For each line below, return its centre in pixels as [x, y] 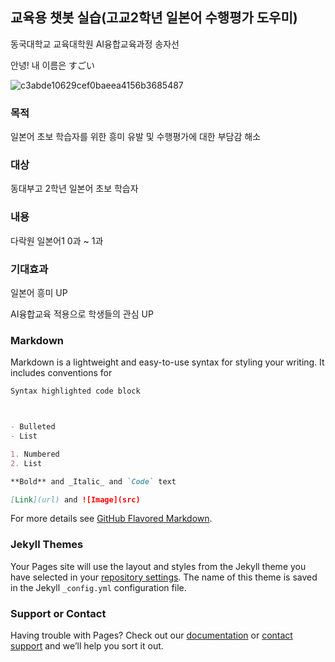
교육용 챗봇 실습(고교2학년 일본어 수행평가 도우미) [154, 18]
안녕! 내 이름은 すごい [53, 65]
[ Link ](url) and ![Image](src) [75, 499]
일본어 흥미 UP [39, 292]
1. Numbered [35, 454]
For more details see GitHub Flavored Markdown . [111, 519]
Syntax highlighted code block [75, 391]
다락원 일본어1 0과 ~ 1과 [57, 240]
